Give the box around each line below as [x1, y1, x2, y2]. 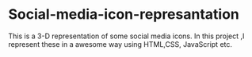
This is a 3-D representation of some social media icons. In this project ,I [8, 31, 245, 41]
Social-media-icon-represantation [8, 5, 240, 23]
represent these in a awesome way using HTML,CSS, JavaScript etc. [8, 39, 232, 48]
